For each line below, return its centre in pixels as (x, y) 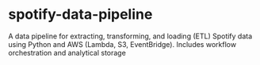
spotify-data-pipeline (80, 14)
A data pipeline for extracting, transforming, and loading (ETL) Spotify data (130, 36)
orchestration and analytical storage (67, 52)
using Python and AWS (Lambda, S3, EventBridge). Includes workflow (122, 44)
